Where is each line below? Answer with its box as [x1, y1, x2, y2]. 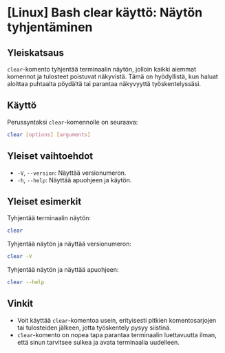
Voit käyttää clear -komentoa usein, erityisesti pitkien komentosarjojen [17, 316, 217, 324]
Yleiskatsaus [7, 47, 64, 58]
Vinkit [7, 298, 34, 310]
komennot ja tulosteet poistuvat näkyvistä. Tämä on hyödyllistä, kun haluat [7, 72, 218, 81]
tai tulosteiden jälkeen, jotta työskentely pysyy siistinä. [17, 323, 171, 332]
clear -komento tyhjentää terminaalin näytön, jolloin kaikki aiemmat [7, 65, 197, 73]
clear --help [7, 279, 45, 286]
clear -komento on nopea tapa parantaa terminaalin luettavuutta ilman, [17, 330, 217, 339]
